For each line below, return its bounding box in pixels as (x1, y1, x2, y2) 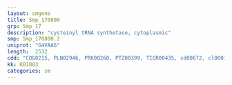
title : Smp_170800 (7, 16, 60, 23)
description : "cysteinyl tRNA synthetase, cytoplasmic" (7, 29, 171, 36)
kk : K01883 (7, 61, 39, 68)
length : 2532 (7, 49, 48, 56)
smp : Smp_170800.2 (7, 36, 60, 42)
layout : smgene (7, 10, 51, 17)
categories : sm (7, 67, 51, 74)
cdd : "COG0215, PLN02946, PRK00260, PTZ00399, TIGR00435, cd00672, (7, 55, 206, 62)
